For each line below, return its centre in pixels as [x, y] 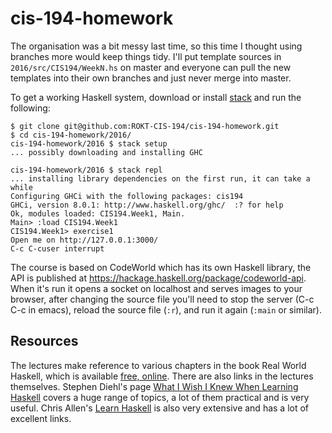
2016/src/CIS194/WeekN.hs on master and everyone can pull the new [151, 67]
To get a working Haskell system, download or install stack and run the [156, 97]
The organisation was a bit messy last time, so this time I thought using [156, 46]
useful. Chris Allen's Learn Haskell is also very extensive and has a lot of [160, 408]
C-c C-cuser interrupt [57, 248]
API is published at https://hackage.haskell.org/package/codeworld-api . [158, 278]
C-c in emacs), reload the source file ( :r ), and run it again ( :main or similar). [166, 309]
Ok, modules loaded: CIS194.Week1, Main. [98, 213]
